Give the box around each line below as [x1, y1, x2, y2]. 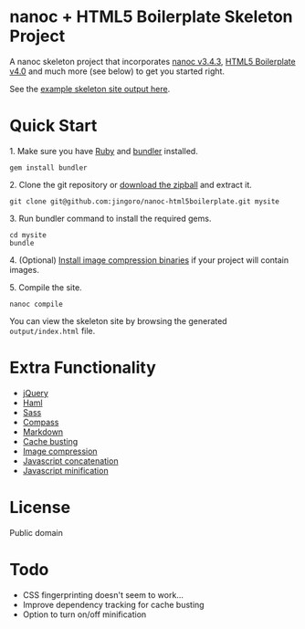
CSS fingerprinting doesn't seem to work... [22, 589, 184, 600]
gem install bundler [9, 162, 89, 173]
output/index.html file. [9, 325, 96, 336]
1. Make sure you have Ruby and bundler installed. [9, 145, 198, 156]
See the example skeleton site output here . [9, 83, 171, 94]
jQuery [22, 387, 48, 398]
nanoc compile [9, 299, 64, 309]
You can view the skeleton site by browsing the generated [9, 315, 227, 326]
